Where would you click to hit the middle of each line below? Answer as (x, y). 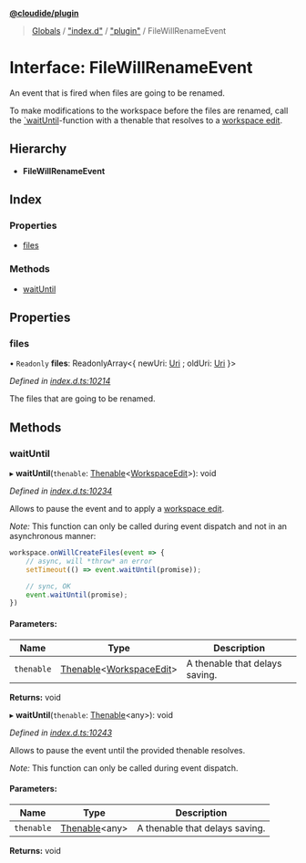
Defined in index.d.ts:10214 (60, 381)
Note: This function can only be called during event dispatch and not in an (148, 526)
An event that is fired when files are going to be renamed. (117, 93)
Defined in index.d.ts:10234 (61, 491)
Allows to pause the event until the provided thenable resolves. (127, 750)
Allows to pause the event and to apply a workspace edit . (117, 509)
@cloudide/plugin (44, 13)
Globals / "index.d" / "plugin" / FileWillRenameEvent (129, 31)
